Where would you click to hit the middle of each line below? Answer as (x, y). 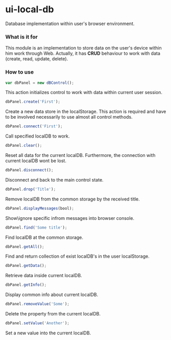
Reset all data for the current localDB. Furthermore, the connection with (80, 155)
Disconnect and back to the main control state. (54, 179)
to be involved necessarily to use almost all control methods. (69, 117)
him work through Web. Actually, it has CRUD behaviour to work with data (83, 53)
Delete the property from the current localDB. (53, 314)
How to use (20, 72)
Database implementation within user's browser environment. (70, 24)
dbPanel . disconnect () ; (29, 170)
